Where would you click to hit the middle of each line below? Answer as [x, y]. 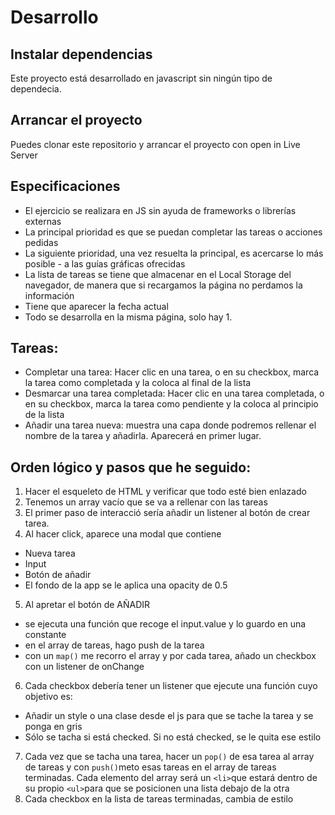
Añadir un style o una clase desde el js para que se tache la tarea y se [169, 716]
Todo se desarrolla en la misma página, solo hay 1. [128, 317]
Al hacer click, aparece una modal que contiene [123, 534]
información [49, 295]
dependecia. [36, 89]
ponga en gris [53, 727]
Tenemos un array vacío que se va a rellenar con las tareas [146, 502]
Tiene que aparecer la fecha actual [96, 306]
